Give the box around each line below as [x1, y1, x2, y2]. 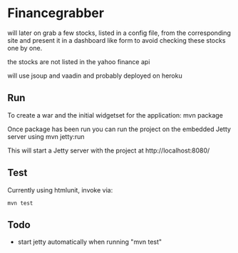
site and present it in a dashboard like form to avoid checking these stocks [7, 36, 226, 44]
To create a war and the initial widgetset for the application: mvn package [7, 110, 223, 119]
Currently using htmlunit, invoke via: [7, 185, 113, 194]
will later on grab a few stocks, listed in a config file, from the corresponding [7, 29, 232, 37]
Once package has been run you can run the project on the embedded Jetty [7, 125, 232, 133]
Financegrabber [7, 5, 105, 21]
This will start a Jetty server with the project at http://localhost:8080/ [7, 146, 210, 155]
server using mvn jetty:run [7, 132, 85, 140]
